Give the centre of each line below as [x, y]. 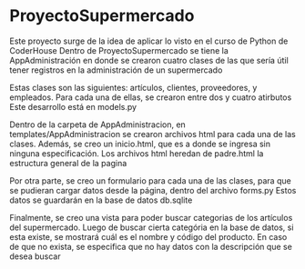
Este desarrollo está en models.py [73, 106]
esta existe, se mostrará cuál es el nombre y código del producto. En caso [148, 236]
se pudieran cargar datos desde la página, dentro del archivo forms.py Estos [153, 190]
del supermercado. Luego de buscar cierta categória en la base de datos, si [152, 227]
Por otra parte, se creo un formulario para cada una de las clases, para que [150, 180]
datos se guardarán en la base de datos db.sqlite [101, 200]
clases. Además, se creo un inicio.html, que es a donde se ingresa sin [140, 144]
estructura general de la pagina [68, 163]
